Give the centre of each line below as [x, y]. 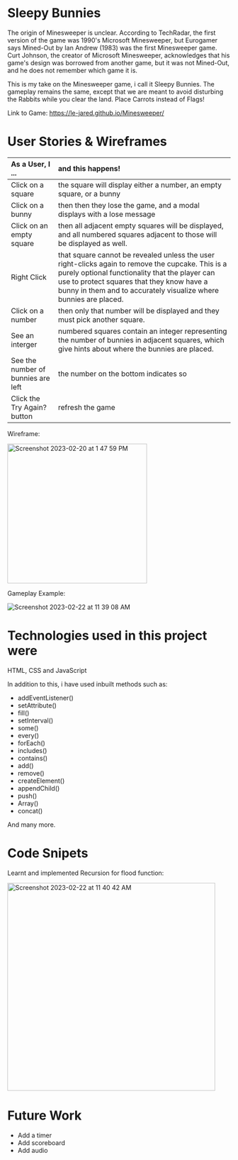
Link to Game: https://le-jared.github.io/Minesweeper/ [86, 113]
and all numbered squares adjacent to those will [137, 234]
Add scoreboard [41, 1142]
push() [27, 796]
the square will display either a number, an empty [140, 184]
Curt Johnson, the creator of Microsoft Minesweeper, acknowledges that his [119, 55]
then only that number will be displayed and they [138, 311]
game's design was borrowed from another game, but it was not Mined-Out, [119, 62]
